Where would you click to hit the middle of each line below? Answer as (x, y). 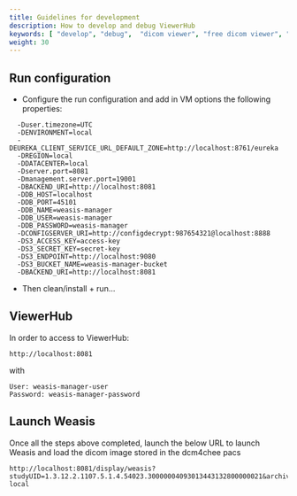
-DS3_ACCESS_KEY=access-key (69, 241)
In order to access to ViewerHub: (69, 337)
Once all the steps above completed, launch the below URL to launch (135, 443)
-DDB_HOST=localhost (55, 195)
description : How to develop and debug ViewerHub (103, 26)
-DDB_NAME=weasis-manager (65, 210)
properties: (42, 109)
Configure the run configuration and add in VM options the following (146, 99)
